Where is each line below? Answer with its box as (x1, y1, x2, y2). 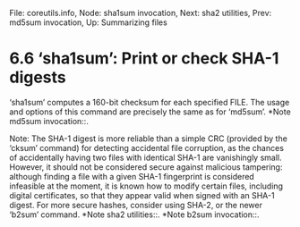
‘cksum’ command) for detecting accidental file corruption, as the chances (9, 142, 285, 153)
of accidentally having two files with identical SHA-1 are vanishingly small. (9, 152, 282, 163)
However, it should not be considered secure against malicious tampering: (9, 161, 283, 172)
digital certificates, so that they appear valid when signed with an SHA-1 (9, 189, 275, 200)
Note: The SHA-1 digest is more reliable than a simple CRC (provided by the (9, 133, 288, 144)
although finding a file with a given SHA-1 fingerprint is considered (9, 171, 255, 181)
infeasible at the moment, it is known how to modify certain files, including (9, 181, 284, 191)
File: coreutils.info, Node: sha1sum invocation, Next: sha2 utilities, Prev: (9, 8, 272, 18)
